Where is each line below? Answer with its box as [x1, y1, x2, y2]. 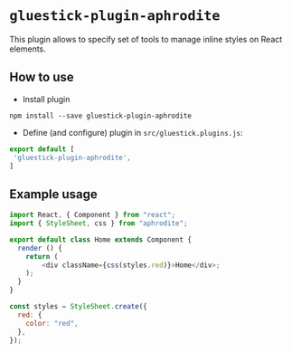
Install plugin [22, 93, 71, 104]
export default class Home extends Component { [9, 234, 193, 244]
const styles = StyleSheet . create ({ [9, 302, 147, 311]
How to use [9, 70, 74, 85]
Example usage [9, 186, 98, 202]
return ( [25, 252, 59, 261]
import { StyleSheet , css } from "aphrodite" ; [9, 219, 188, 228]
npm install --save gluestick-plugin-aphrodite [9, 111, 193, 120]
